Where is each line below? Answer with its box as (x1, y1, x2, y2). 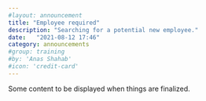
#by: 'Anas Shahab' (8, 56, 72, 63)
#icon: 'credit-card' (8, 63, 79, 70)
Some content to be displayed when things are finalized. (8, 84, 190, 93)
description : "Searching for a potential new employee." (8, 26, 199, 34)
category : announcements (8, 41, 90, 49)
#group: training (8, 48, 65, 56)
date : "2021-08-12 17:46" (8, 33, 101, 41)
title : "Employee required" (8, 19, 101, 27)
